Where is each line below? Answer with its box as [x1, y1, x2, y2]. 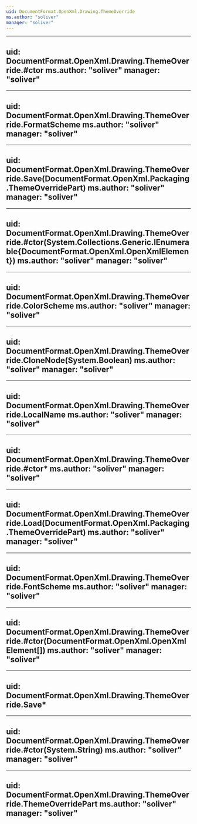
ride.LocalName [6, 409, 66, 419]
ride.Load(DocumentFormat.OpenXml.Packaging [6, 518, 190, 528]
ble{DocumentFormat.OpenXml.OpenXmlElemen [6, 246, 189, 256]
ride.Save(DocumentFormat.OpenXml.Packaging [6, 174, 190, 184]
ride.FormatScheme [6, 119, 81, 129]
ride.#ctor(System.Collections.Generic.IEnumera [6, 238, 189, 248]
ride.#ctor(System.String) [6, 745, 104, 755]
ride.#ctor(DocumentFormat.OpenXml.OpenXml [6, 636, 186, 646]
